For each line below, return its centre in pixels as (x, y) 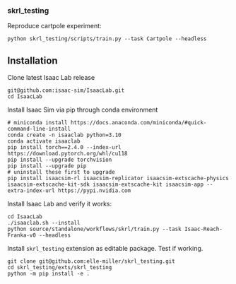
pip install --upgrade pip (47, 166)
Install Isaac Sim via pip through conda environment (83, 110)
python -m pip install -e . (49, 274)
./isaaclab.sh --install (44, 223)
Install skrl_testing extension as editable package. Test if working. (105, 249)
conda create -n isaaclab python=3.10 (64, 135)
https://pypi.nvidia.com (94, 191)
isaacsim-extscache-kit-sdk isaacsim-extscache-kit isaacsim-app (105, 185)
